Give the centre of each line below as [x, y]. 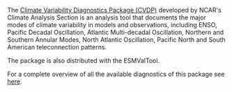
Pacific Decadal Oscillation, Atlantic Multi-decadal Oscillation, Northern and [116, 32]
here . [15, 82]
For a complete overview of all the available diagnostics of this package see [116, 74]
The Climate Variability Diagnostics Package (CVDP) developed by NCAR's [114, 10]
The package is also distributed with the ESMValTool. [84, 61]
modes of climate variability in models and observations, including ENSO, [112, 25]
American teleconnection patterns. [57, 47]
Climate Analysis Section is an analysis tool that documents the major [107, 17]
